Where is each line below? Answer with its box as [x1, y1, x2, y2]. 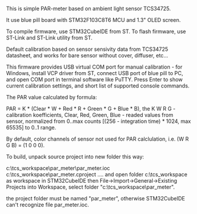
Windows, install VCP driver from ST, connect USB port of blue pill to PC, [6, 70, 183, 76]
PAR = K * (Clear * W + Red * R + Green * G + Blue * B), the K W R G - [6, 105, 176, 112]
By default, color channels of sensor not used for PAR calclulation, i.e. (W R [6, 135, 189, 142]
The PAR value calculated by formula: [6, 94, 97, 100]
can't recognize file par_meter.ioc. [6, 201, 90, 208]
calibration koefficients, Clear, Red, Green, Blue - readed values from [6, 112, 173, 118]
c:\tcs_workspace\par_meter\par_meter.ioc [6, 165, 110, 171]
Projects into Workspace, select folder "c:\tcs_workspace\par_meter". [6, 183, 175, 190]
